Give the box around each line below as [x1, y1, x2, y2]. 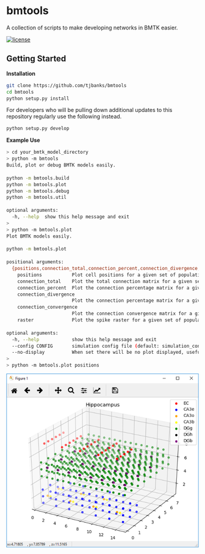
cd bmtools [6, 89, 34, 95]
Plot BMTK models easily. [6, 233, 72, 239]
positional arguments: [6, 259, 64, 265]
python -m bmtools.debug [6, 188, 70, 194]
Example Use [6, 137, 41, 144]
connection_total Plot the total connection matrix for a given [17, 278, 192, 285]
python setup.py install [6, 95, 70, 102]
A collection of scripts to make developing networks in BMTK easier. [6, 24, 178, 31]
